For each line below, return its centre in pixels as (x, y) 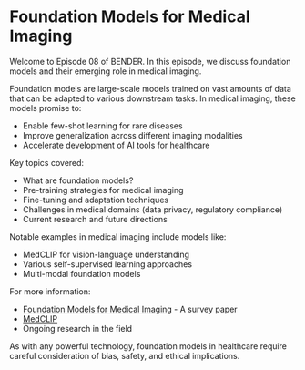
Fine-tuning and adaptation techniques (96, 200)
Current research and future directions (95, 219)
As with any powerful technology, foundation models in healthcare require (148, 346)
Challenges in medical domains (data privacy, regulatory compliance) (152, 209)
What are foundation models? (78, 180)
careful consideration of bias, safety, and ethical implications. (125, 355)
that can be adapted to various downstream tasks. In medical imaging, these (152, 98)
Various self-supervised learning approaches (107, 264)
